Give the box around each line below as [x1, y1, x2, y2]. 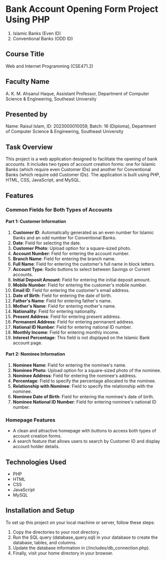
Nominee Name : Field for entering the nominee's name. [12, 362, 126, 368]
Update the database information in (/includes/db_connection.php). [12, 545, 150, 551]
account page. [12, 340, 42, 346]
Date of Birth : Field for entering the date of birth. [12, 292, 112, 298]
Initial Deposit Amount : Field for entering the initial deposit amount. [12, 277, 151, 282]
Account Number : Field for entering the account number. [12, 250, 130, 256]
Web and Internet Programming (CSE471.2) [5, 63, 93, 69]
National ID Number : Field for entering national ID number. [12, 324, 132, 330]
